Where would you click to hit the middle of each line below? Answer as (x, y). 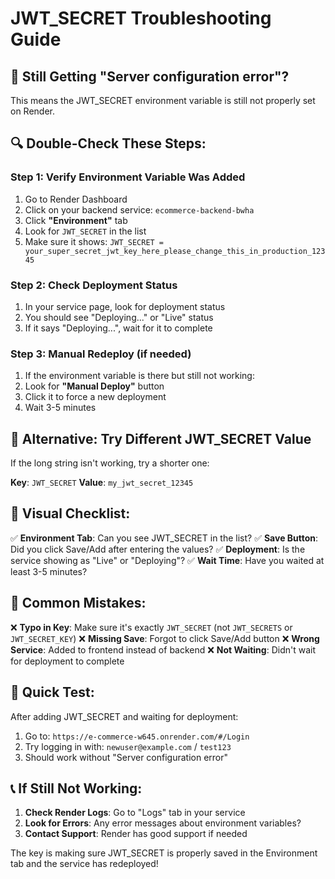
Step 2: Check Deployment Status (94, 285)
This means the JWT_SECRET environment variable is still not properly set (163, 100)
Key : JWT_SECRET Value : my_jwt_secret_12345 (102, 483)
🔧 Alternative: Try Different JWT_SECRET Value (161, 438)
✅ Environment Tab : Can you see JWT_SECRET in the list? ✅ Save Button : (164, 538)
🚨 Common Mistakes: (78, 603)
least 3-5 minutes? (49, 571)
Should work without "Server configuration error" (126, 757)
